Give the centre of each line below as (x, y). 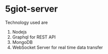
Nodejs (19, 32)
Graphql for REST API (34, 37)
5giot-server (31, 9)
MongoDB (22, 42)
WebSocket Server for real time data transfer (57, 47)
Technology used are (27, 22)
